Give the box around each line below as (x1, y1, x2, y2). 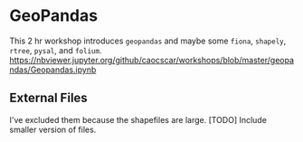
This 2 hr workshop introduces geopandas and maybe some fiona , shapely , (9, 35, 287, 46)
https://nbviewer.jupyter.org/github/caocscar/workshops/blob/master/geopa (9, 54, 295, 65)
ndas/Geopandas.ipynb (9, 64, 97, 75)
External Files (9, 90, 88, 106)
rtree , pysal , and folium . (9, 44, 102, 55)
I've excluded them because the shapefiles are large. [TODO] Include (9, 114, 267, 125)
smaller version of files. (9, 124, 97, 135)
